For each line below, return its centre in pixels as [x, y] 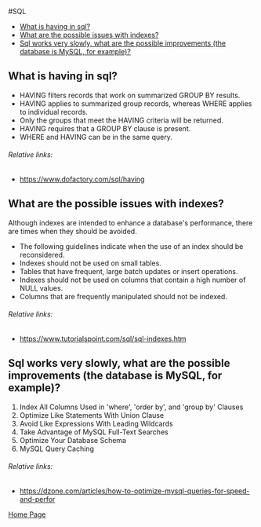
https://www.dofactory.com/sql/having [82, 179]
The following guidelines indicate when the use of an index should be [131, 246]
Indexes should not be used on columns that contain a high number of [132, 280]
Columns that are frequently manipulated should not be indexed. [123, 296]
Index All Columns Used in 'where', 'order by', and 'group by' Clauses [131, 407]
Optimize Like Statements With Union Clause [92, 415]
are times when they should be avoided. [72, 231]
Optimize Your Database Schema [73, 440]
